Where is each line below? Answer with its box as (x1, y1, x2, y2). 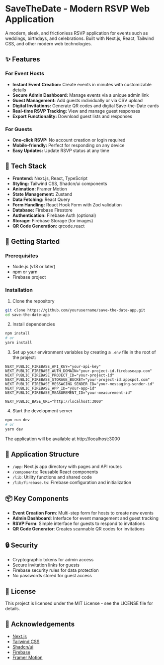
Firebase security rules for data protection (12, 567, 99, 573)
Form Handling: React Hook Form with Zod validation (12, 201, 122, 207)
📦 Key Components (5, 494, 69, 502)
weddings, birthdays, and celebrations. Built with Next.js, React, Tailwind (5, 35, 154, 41)
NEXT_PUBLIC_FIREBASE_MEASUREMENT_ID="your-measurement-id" (5, 390, 133, 395)
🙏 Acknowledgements (5, 620, 75, 629)
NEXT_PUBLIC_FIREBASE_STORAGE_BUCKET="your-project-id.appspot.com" (5, 377, 150, 382)
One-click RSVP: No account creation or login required (12, 137, 126, 143)
